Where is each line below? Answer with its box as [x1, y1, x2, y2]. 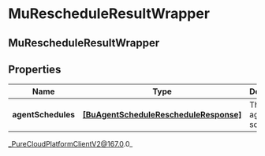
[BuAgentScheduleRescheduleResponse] [82, 110, 242, 121]
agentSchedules [12, 110, 76, 121]
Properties [8, 62, 62, 76]
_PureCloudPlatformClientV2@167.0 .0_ [8, 139, 133, 149]
